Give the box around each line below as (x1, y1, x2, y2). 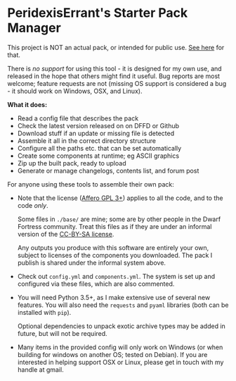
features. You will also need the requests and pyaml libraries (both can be (17, 301, 229, 309)
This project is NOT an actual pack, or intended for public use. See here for (7, 43, 225, 51)
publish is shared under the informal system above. (17, 258, 166, 267)
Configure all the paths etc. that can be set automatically (17, 144, 182, 152)
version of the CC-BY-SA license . (17, 230, 114, 238)
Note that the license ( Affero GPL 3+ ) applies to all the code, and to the (17, 194, 223, 202)
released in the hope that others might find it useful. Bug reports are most (7, 72, 220, 80)
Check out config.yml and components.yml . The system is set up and (17, 272, 216, 280)
